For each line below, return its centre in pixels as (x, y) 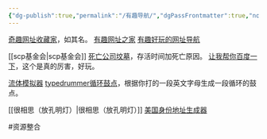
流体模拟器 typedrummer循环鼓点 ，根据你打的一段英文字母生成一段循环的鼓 (132, 83)
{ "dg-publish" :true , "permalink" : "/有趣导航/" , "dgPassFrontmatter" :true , (129, 15)
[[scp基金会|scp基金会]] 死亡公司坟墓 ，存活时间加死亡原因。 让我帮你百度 (129, 56)
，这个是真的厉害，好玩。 (57, 66)
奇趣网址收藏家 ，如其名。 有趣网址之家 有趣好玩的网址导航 (104, 39)
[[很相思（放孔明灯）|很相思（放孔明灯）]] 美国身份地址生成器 (108, 110)
